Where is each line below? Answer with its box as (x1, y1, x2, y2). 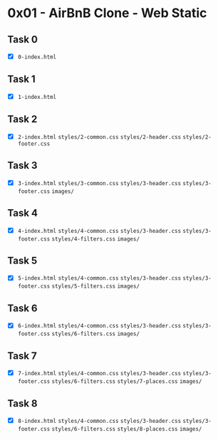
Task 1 (7, 73, 36, 85)
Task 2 (7, 113, 38, 125)
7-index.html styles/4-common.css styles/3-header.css (17, 370, 182, 377)
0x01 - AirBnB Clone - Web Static (7, 5, 207, 21)
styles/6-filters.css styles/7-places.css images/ (51, 378, 202, 385)
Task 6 (7, 302, 38, 314)
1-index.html (17, 93, 57, 100)
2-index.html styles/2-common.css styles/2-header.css (17, 133, 182, 140)
